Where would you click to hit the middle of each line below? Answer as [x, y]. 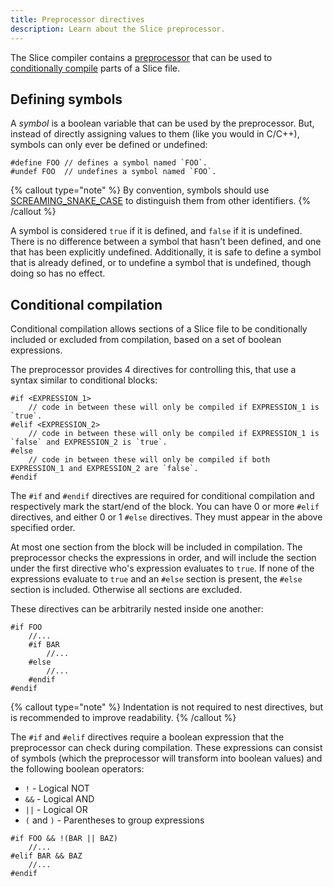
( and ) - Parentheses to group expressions [114, 820]
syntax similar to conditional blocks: [84, 380]
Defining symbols [66, 99]
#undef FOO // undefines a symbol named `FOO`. [113, 172]
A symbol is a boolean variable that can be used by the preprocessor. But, [162, 123]
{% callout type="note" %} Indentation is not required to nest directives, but [167, 707]
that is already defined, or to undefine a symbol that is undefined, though [161, 263]
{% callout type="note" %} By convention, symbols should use [140, 190]
